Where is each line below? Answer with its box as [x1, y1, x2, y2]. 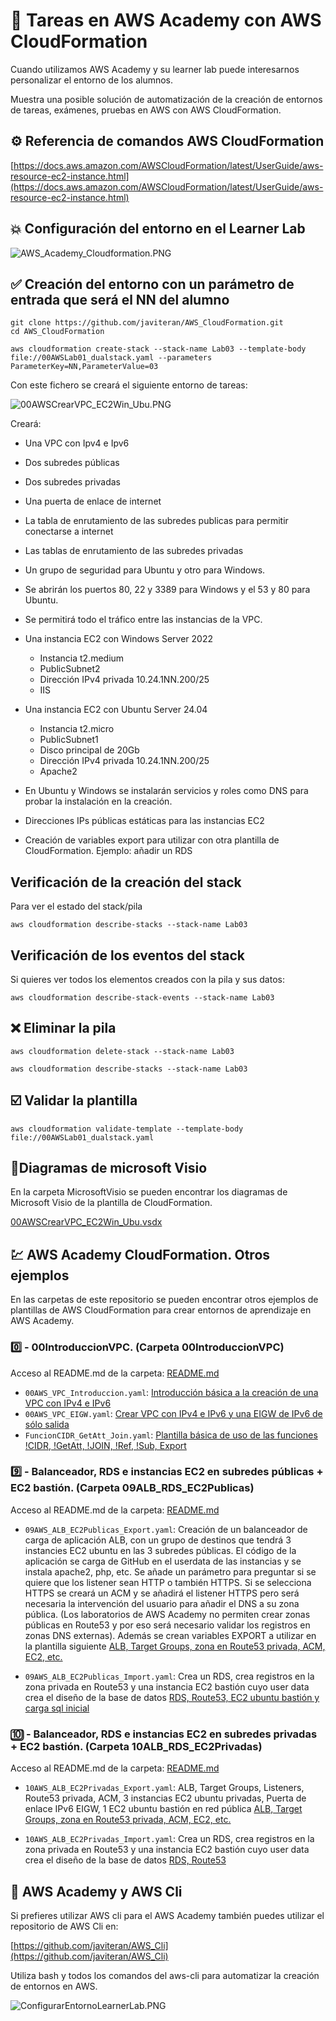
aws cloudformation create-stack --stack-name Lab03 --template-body [10, 344, 307, 354]
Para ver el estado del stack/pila [10, 900, 143, 913]
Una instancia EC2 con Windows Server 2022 [24, 633, 214, 645]
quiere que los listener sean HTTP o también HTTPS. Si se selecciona [24, 1576, 312, 1588]
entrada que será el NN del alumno [10, 291, 230, 308]
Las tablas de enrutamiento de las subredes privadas [24, 545, 244, 557]
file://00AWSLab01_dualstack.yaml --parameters [10, 353, 213, 363]
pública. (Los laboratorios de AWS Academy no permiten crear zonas [24, 1608, 311, 1620]
